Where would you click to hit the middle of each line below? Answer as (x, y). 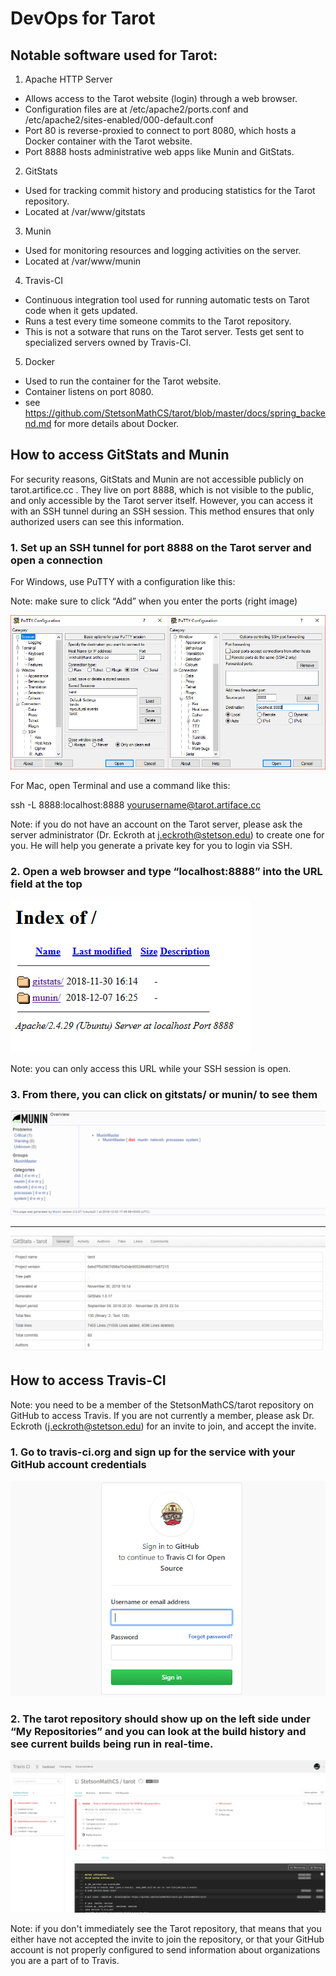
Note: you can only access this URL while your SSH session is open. (151, 1069)
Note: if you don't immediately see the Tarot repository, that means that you (166, 1928)
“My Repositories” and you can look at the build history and (158, 1731)
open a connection (56, 560)
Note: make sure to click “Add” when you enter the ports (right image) (154, 601)
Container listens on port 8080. (89, 391)
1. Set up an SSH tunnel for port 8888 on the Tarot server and (161, 547)
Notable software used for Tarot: (114, 55)
